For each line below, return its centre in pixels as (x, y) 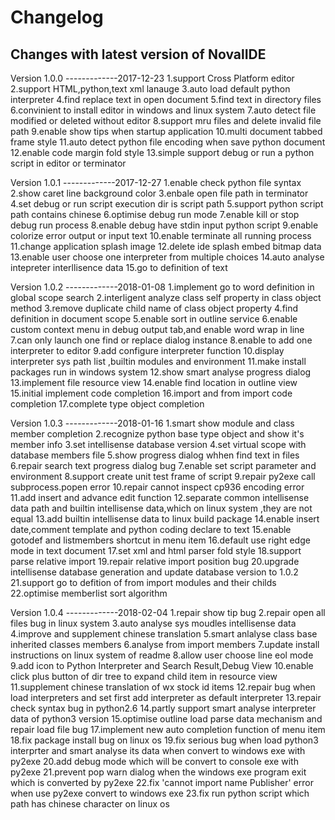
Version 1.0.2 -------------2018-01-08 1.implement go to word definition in (162, 287)
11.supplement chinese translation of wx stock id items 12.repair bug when (163, 687)
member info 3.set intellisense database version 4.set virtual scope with (158, 444)
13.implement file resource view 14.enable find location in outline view (154, 382)
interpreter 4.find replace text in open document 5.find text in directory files (166, 99)
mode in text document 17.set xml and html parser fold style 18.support (156, 550)
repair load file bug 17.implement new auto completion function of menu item (168, 729)
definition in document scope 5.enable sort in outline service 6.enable (154, 319)
